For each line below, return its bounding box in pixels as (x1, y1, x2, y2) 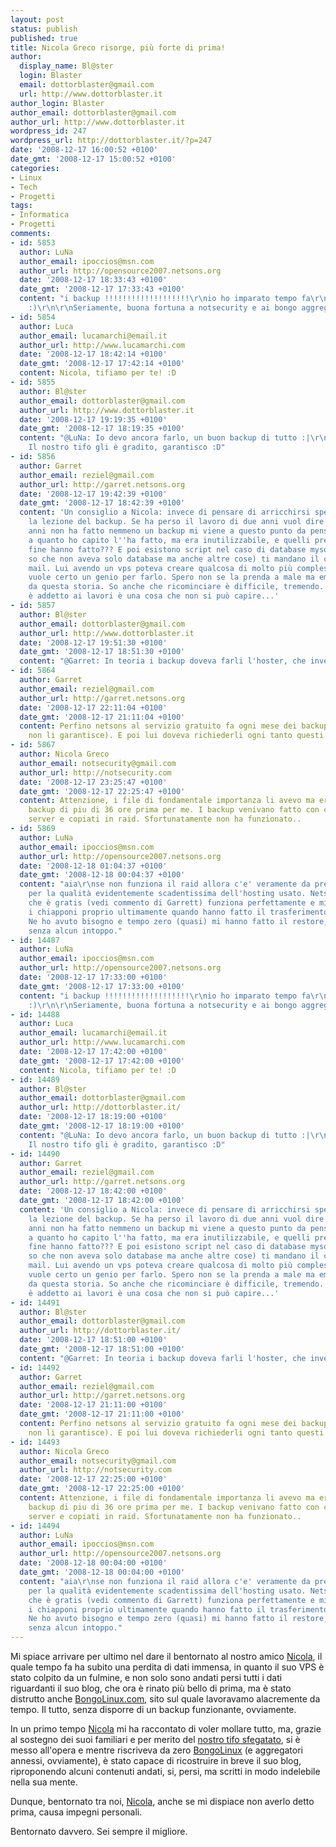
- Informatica (10, 210, 70, 220)
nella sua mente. (10, 1776, 78, 1788)
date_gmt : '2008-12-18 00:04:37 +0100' (19, 870, 186, 880)
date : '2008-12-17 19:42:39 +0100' (19, 489, 168, 499)
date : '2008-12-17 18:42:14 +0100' (19, 349, 168, 360)
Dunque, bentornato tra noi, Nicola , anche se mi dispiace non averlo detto (10, 1796, 315, 1807)
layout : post (10, 14, 65, 25)
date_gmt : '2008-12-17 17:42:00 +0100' (19, 1056, 186, 1066)
